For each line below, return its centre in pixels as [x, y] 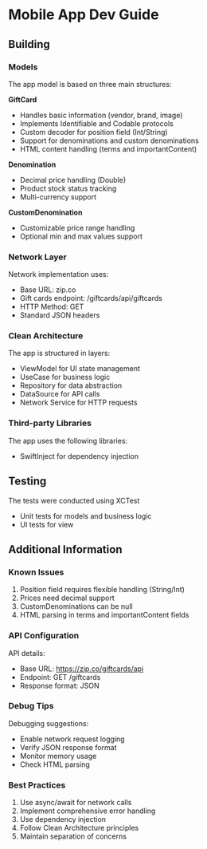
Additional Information [65, 549]
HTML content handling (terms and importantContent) [108, 148]
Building [29, 44]
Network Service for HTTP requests [78, 403]
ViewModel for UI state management [80, 369]
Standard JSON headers [60, 315]
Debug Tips [31, 706]
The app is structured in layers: [59, 353]
